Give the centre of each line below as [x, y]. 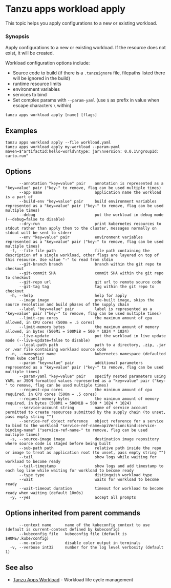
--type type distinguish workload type [85, 475]
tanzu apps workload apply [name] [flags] [51, 115]
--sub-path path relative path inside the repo [90, 448]
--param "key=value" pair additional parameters [81, 363]
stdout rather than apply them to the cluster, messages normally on [81, 228]
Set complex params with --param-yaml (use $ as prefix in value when [86, 100]
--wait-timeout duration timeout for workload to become [91, 488]
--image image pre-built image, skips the [87, 300]
